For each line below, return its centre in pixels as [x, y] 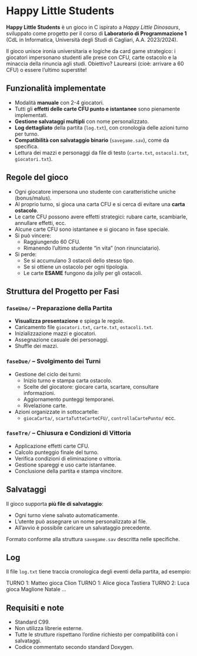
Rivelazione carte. [45, 405]
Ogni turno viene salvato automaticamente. [67, 515]
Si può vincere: [33, 235]
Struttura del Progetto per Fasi [63, 291]
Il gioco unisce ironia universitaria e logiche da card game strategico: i [91, 51]
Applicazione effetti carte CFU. [52, 446]
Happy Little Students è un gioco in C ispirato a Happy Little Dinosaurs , [93, 27]
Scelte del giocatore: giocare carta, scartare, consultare [91, 386]
